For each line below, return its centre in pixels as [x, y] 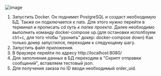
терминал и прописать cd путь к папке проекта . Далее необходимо [83, 27]
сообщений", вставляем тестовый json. [53, 63]
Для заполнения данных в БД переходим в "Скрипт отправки [77, 58]
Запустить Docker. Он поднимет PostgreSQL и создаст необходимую [84, 17]
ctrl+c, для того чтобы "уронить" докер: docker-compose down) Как [83, 37]
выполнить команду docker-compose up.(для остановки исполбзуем [84, 32]
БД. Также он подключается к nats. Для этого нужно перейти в [78, 22]
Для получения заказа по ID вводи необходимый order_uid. [74, 68]
